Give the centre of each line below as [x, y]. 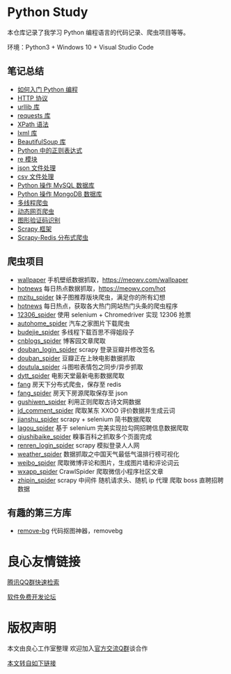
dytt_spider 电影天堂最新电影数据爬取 [71, 375]
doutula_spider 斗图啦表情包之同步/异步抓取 [80, 367]
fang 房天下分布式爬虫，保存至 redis [69, 384]
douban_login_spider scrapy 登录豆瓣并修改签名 [86, 349]
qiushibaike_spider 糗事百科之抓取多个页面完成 [85, 436]
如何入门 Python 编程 [48, 89]
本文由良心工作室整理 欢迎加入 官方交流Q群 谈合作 [78, 648]
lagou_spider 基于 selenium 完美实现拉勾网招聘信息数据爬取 [103, 428]
